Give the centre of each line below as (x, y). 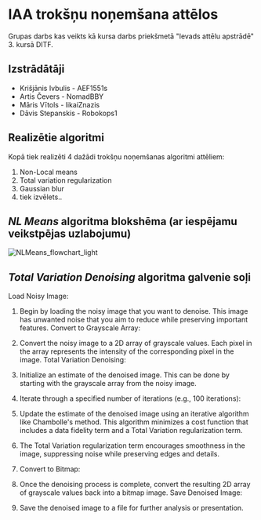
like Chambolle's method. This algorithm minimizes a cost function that (134, 422)
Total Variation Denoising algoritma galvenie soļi (130, 277)
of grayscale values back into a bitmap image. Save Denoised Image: (131, 493)
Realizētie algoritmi (56, 138)
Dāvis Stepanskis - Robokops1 (68, 113)
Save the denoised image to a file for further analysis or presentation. (132, 508)
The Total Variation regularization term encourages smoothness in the (132, 445)
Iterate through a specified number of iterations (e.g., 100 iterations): (130, 398)
